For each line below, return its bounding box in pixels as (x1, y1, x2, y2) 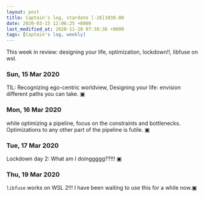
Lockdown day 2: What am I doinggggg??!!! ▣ (6, 155, 122, 162)
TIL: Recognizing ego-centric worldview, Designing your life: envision (6, 84, 181, 91)
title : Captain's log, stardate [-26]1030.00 (6, 15, 124, 21)
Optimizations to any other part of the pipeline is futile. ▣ (6, 126, 150, 133)
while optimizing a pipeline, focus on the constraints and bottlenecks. (6, 120, 181, 127)
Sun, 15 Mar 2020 (6, 70, 60, 79)
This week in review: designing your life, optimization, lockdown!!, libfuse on (6, 48, 199, 56)
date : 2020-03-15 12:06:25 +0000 (6, 20, 92, 26)
